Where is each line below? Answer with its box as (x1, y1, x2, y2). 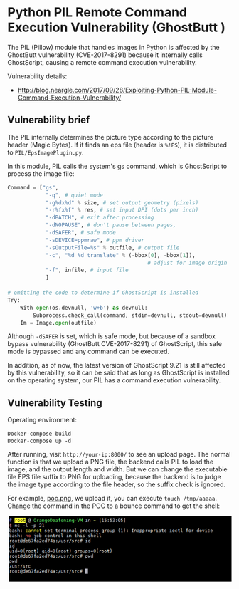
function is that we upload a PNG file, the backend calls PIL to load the (7, 457, 214, 466)
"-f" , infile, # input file (45, 266, 129, 274)
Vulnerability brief (7, 114, 90, 126)
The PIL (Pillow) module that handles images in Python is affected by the (7, 43, 220, 51)
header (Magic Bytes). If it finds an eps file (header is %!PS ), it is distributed (7, 140, 228, 149)
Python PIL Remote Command (7, 4, 188, 21)
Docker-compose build (7, 430, 72, 438)
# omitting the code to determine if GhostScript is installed (7, 289, 199, 296)
